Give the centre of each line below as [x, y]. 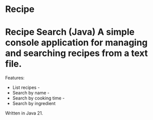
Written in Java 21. [24, 113]
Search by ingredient [34, 103]
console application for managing [76, 43]
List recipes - [26, 87]
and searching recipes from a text [77, 53]
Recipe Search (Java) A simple [70, 32]
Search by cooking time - [38, 98]
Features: [15, 78]
